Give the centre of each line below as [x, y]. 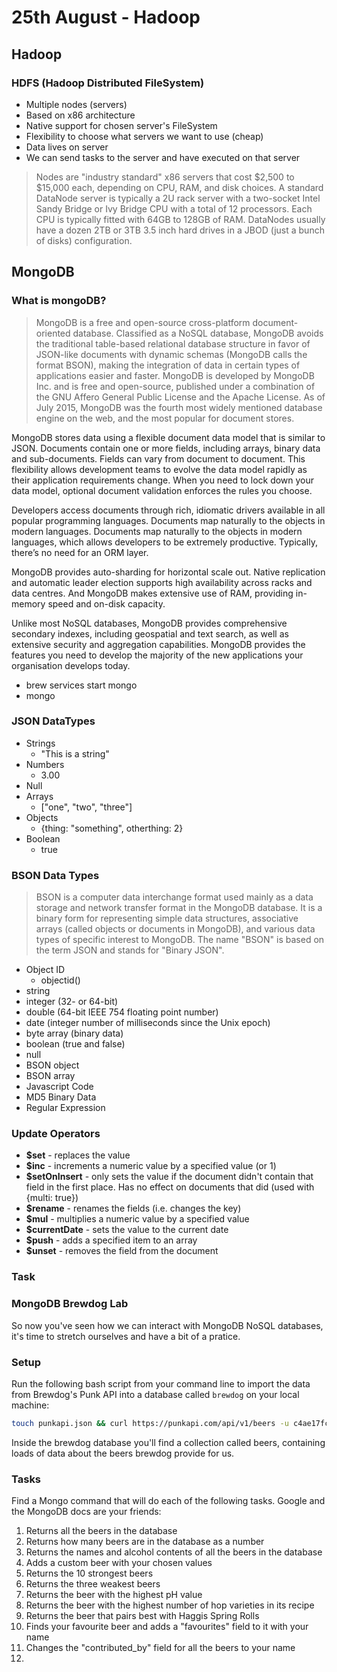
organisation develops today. [71, 665]
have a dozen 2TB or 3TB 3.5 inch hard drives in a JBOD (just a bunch [180, 230]
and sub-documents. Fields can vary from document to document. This [158, 458]
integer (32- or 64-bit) [72, 1002]
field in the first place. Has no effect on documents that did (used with [170, 1187]
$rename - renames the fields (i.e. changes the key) [133, 1208]
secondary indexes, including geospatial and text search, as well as [150, 633]
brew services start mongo [81, 685]
